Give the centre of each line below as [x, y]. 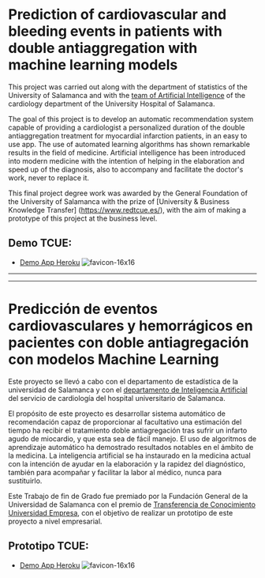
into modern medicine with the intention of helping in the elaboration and [126, 161]
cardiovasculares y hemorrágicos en [131, 325]
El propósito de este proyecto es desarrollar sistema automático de [117, 414]
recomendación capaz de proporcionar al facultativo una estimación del [125, 421]
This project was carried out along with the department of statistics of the [128, 87]
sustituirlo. [25, 481]
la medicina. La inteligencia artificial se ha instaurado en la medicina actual [129, 455]
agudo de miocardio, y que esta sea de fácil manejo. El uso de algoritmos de [132, 438]
